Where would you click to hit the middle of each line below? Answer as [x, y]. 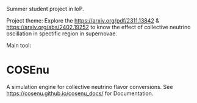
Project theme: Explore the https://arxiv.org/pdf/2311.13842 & [83, 20]
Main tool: [19, 45]
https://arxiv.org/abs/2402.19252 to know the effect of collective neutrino [99, 27]
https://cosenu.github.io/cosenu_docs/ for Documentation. [80, 93]
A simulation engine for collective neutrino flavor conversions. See [90, 87]
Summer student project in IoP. [45, 9]
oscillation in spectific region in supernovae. [62, 34]
